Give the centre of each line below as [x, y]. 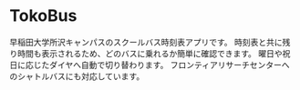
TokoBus [43, 16]
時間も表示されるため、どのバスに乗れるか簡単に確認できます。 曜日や [150, 53]
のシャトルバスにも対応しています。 [77, 76]
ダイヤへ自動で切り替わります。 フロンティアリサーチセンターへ [169, 65]
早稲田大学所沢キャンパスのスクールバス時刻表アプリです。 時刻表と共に [146, 42]
